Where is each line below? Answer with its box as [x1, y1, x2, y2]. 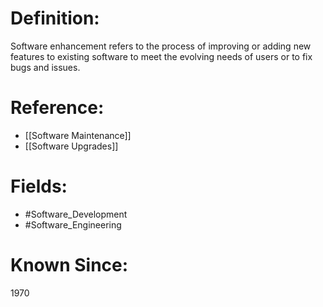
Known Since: [10, 254, 129, 276]
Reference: [10, 97, 105, 119]
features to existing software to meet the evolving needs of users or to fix [10, 50, 313, 62]
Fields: [10, 175, 68, 198]
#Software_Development [24, 208, 128, 220]
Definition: [10, 7, 100, 30]
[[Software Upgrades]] [24, 140, 119, 152]
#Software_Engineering [24, 218, 122, 231]
